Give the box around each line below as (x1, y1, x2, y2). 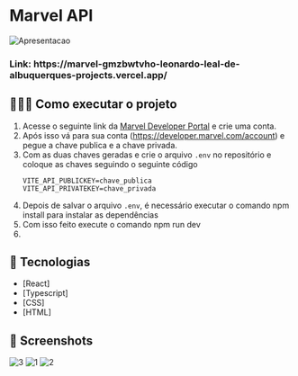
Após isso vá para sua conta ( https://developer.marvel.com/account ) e (22, 130, 285, 140)
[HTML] (22, 307, 52, 318)
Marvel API (9, 5, 94, 26)
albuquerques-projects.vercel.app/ (9, 68, 168, 81)
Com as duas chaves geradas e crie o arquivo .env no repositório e (22, 149, 272, 160)
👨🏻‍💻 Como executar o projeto (9, 96, 177, 112)
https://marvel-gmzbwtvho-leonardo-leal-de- (32, 58, 240, 70)
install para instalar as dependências (22, 209, 159, 220)
